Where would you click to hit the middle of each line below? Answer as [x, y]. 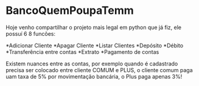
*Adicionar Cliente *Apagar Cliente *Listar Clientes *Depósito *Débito [95, 45]
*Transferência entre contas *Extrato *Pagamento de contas [82, 51]
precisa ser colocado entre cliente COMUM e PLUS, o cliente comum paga [99, 70]
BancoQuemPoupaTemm [70, 11]
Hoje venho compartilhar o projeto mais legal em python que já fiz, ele [94, 27]
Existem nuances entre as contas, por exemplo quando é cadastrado [92, 64]
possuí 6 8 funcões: [31, 33]
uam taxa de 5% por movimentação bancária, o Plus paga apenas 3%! [94, 76]
